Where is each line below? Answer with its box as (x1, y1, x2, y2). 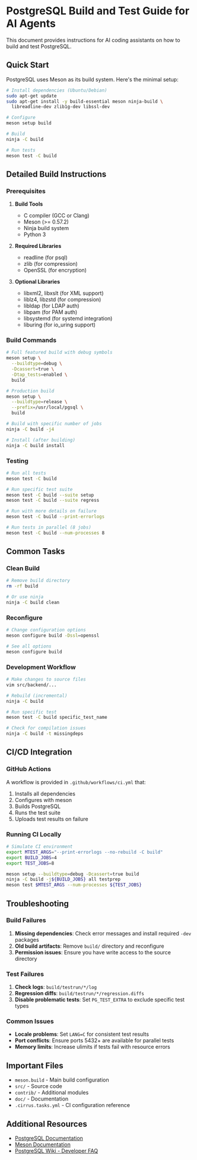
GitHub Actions (6, 765, 52, 774)
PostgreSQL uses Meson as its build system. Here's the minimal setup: (6, 76, 179, 83)
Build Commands (6, 336, 57, 344)
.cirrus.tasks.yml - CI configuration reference (14, 1102, 131, 1109)
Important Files (6, 1060, 63, 1071)
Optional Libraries (14, 278, 61, 285)
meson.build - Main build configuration (14, 1076, 109, 1083)
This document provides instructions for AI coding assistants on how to (6, 36, 180, 43)
